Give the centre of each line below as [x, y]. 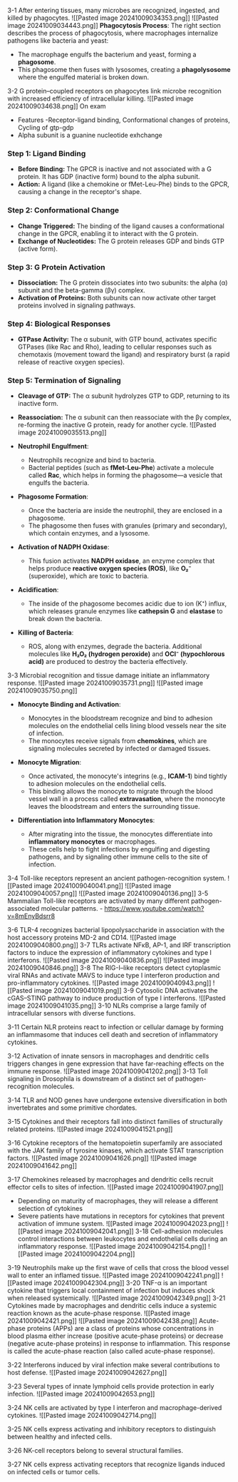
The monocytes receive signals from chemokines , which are [118, 741]
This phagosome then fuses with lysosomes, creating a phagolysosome [124, 70]
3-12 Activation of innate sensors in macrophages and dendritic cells [108, 1056]
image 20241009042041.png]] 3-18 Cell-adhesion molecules [134, 1231]
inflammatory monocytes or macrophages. [92, 842]
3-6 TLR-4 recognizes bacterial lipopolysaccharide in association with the [116, 930]
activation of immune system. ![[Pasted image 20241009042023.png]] [121, 1224]
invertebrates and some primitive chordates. [72, 1108]
